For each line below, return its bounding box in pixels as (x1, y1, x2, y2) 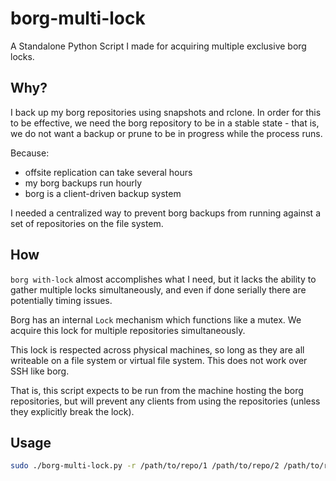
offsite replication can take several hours (24, 166, 193, 178)
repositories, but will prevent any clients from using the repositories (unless (10, 395, 321, 407)
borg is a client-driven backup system (24, 187, 182, 199)
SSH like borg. (10, 365, 70, 377)
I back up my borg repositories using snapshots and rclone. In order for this (10, 106, 322, 118)
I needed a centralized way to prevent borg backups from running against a (10, 207, 321, 219)
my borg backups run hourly (24, 177, 143, 189)
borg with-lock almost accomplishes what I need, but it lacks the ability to (10, 273, 317, 285)
